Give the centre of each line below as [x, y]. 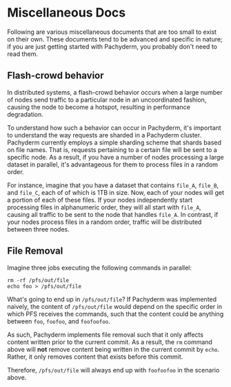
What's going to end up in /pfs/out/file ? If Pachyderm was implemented [112, 299]
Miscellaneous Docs [67, 13]
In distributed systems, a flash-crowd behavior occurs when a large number [115, 92]
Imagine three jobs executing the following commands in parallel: [99, 267]
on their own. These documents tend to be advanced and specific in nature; [115, 39]
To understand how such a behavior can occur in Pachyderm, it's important [114, 128]
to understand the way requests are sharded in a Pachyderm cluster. [104, 135]
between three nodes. [39, 229]
